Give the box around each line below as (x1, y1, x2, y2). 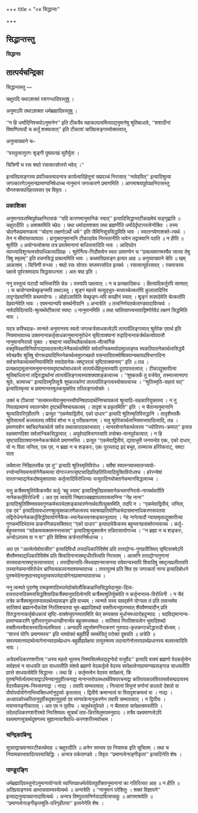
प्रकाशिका (6, 201, 27, 209)
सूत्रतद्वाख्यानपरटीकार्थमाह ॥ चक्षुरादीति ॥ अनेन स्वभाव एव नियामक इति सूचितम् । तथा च (6, 744, 169, 751)
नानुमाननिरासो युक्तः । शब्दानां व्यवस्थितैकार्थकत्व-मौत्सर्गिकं (6, 338, 115, 346)
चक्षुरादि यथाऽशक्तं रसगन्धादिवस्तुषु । (6, 95, 75, 102)
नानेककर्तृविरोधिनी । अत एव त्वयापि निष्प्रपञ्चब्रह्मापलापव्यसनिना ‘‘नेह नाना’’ (6, 493, 144, 501)
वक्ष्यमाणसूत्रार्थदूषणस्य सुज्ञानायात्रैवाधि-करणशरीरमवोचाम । (6, 715, 113, 722)
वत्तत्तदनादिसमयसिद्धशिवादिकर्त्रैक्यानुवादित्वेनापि (6, 591, 91, 598)
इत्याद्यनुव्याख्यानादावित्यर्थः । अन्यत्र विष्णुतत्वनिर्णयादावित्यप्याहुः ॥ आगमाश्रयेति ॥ (6, 793, 153, 800)
